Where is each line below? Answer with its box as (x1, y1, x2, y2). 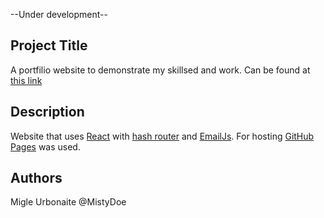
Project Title (10, 37, 88, 54)
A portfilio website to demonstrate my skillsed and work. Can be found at (10, 64, 311, 76)
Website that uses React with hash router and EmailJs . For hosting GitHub (10, 130, 315, 142)
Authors (10, 170, 63, 187)
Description (10, 104, 85, 121)
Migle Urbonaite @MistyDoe (10, 196, 127, 208)
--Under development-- (10, 9, 108, 20)
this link (10, 74, 43, 86)
